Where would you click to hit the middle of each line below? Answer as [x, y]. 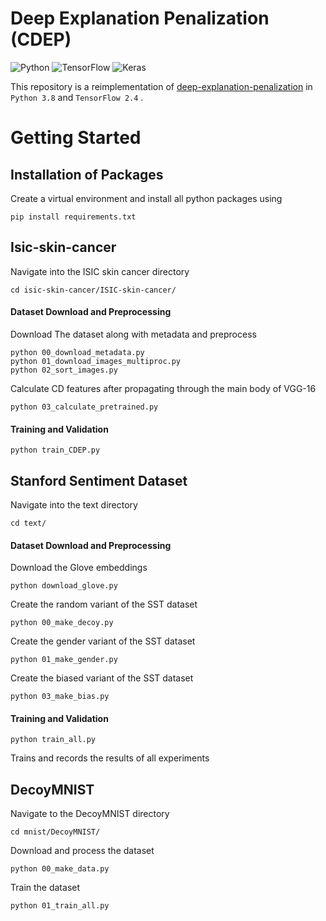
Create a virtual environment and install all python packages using [146, 198]
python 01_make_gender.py [64, 660]
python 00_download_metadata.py [77, 352]
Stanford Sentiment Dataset [99, 480]
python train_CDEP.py [55, 450]
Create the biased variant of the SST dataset [102, 678]
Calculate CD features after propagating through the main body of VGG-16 [163, 388]
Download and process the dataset [82, 851]
